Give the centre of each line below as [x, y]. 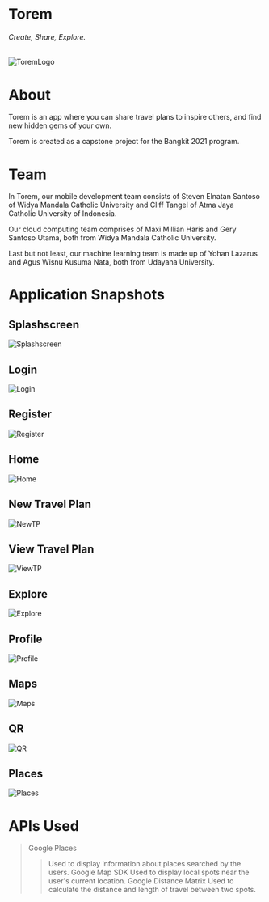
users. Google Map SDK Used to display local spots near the [149, 872]
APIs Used [44, 826]
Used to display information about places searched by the [145, 864]
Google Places [52, 848]
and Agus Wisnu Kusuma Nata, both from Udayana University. [112, 262]
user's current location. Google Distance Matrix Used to [141, 881]
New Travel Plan [50, 504]
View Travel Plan [51, 549]
